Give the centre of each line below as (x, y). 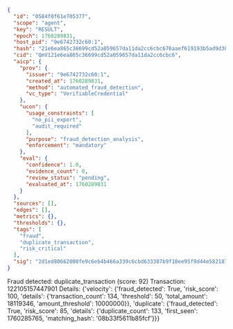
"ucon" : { (34, 107)
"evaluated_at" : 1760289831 (66, 184)
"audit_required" (57, 126)
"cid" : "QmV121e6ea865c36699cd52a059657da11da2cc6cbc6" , (97, 56)
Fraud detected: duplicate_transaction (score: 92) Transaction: (96, 281)
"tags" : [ (27, 229)
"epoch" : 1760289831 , (45, 36)
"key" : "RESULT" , (38, 29)
